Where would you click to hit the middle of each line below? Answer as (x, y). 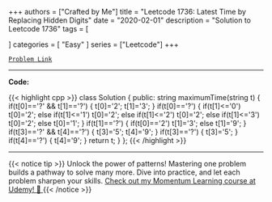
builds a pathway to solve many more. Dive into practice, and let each (124, 172)
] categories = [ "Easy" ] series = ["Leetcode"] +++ (94, 44)
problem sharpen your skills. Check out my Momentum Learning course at (132, 181)
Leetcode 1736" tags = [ (49, 29)
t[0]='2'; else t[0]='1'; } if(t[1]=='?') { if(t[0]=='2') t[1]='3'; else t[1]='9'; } (127, 123)
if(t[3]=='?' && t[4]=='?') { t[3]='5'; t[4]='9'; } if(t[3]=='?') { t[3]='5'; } (123, 132)
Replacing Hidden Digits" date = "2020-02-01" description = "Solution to (130, 20)
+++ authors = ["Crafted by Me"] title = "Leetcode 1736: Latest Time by (127, 12)
